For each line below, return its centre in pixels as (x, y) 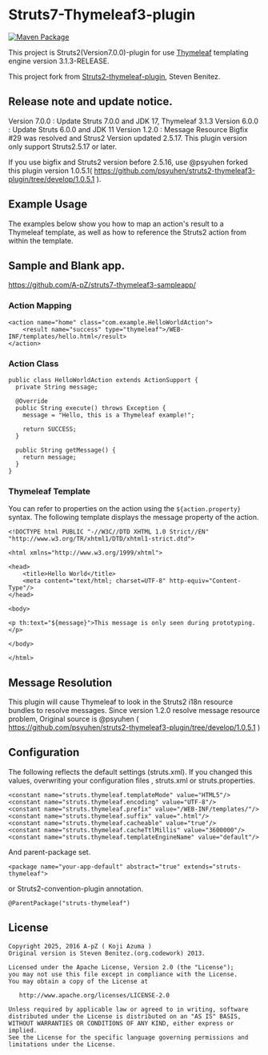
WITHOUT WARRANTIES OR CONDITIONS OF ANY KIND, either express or (121, 1023)
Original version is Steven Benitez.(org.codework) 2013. (107, 953)
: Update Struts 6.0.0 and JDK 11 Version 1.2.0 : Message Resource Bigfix (128, 129)
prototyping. (234, 623)
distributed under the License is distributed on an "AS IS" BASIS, (125, 1016)
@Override (32, 401)
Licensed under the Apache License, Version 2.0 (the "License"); (121, 967)
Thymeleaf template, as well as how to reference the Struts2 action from (127, 232)
